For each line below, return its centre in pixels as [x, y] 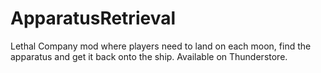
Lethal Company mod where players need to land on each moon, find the [161, 46]
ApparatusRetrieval [93, 18]
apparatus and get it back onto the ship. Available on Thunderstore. [149, 56]
